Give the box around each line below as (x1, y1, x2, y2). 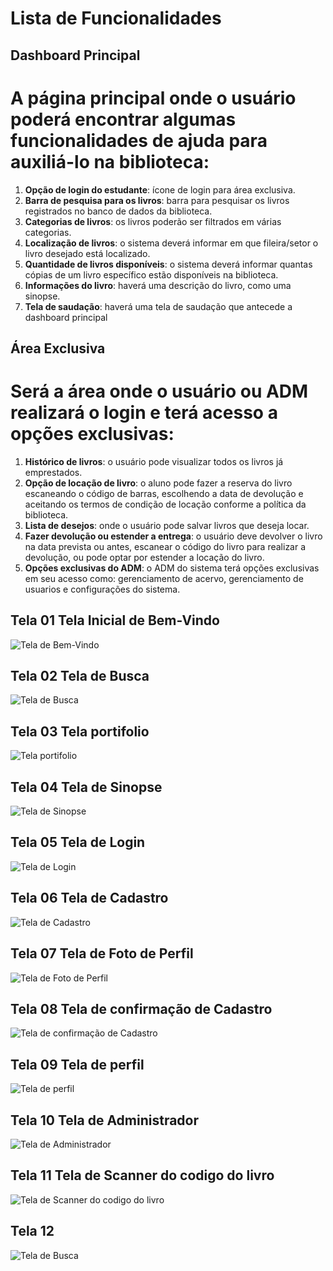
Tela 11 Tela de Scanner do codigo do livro (10, 1167, 275, 1184)
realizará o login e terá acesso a (10, 402, 278, 424)
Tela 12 (10, 1223, 55, 1240)
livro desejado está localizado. (24, 247, 151, 259)
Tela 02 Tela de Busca (10, 668, 150, 685)
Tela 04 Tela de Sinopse (10, 778, 163, 796)
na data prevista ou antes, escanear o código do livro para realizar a (24, 540, 307, 552)
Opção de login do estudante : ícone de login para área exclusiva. (24, 183, 296, 196)
